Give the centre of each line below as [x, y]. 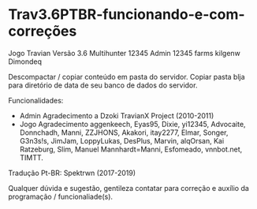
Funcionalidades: [36, 100]
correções [43, 31]
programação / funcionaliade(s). [60, 196]
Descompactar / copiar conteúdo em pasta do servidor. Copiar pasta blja [127, 77]
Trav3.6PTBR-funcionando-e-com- [127, 15]
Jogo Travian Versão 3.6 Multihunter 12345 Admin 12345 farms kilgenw [124, 53]
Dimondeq [25, 62]
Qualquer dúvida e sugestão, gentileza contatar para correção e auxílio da [129, 188]
